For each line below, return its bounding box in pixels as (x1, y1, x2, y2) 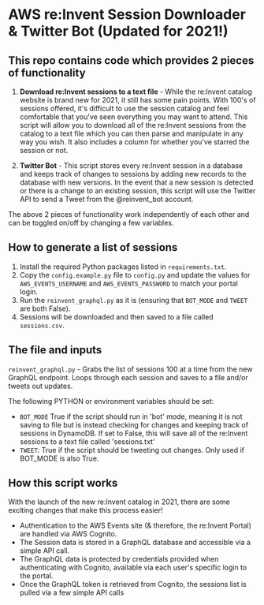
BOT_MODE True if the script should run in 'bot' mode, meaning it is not (19, 412, 243, 421)
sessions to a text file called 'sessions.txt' (19, 436, 155, 446)
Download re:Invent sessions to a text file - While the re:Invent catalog (19, 87, 252, 96)
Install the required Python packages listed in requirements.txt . (19, 262, 227, 271)
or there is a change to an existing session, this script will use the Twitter (19, 186, 256, 195)
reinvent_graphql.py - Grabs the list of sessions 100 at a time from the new (8, 364, 253, 374)
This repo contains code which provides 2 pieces (8, 54, 255, 67)
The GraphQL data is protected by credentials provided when (19, 555, 219, 564)
